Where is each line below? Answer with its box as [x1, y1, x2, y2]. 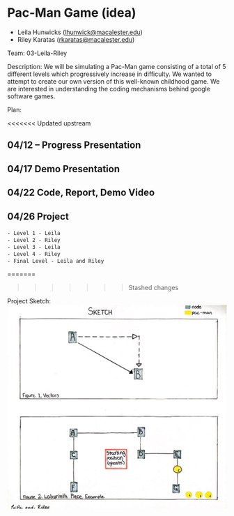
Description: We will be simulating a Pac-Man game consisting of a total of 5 [7, 62, 226, 70]
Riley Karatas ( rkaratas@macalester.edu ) [17, 35, 135, 43]
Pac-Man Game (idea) [7, 5, 136, 21]
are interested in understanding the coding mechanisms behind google [7, 84, 211, 93]
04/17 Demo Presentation [7, 162, 120, 175]
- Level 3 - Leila [7, 243, 61, 250]
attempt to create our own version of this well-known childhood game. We [7, 77, 220, 85]
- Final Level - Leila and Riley [7, 257, 104, 264]
